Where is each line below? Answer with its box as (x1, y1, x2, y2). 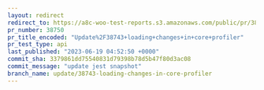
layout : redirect (7, 11, 65, 20)
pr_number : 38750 (7, 26, 65, 34)
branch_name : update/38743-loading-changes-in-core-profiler (7, 70, 213, 77)
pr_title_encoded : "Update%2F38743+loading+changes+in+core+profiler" (7, 33, 244, 41)
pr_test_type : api (7, 41, 68, 49)
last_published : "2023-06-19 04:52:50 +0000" (7, 48, 159, 56)
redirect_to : (7, 19, 50, 27)
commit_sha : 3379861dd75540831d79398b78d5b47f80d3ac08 (7, 56, 191, 63)
